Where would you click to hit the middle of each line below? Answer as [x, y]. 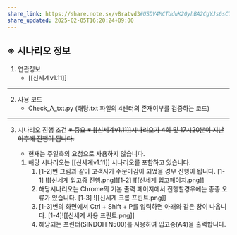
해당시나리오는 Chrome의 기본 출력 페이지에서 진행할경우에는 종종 [129, 189]
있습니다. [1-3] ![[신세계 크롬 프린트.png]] [109, 198]
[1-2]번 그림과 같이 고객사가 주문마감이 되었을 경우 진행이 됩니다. [127, 171]
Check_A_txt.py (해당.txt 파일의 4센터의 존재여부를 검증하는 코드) [119, 108]
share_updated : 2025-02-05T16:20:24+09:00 [71, 20]
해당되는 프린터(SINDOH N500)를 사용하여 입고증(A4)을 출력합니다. [132, 224]
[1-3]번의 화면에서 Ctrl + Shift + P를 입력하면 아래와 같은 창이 [123, 207]
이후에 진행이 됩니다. [46, 139]
